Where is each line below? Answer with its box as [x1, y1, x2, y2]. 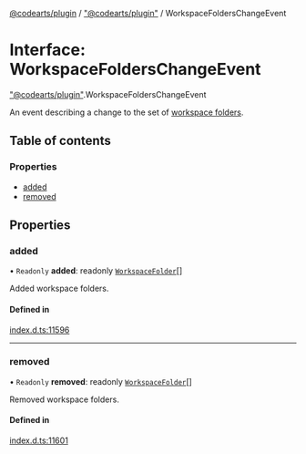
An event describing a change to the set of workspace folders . [9, 107, 244, 118]
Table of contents [9, 133, 111, 149]
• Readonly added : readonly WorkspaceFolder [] [9, 265, 183, 276]
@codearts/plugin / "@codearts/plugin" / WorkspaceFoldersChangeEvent [9, 8, 287, 18]
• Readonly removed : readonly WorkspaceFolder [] [9, 376, 193, 387]
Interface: [9, 40, 87, 60]
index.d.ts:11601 [9, 435, 68, 446]
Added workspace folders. [9, 283, 109, 294]
